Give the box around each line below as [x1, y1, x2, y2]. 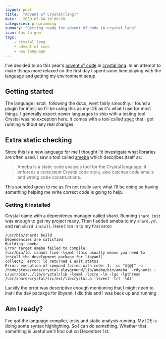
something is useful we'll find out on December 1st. [5, 328, 110, 335]
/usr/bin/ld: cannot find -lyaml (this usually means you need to [5, 250, 145, 255]
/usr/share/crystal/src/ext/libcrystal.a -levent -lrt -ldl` [5, 276, 134, 282]
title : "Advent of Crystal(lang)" [5, 12, 79, 17]
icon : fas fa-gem [5, 30, 41, 35]
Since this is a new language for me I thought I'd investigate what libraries [5, 149, 156, 155]
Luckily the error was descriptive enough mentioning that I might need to [5, 285, 154, 291]
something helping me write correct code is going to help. [5, 189, 123, 195]
